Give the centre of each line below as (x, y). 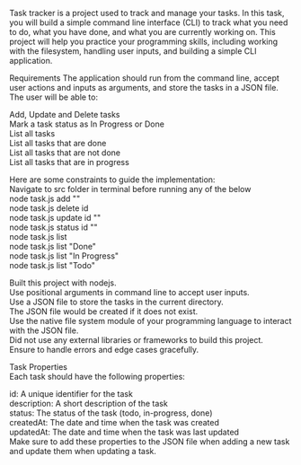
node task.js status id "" (53, 227)
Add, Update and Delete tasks (65, 114)
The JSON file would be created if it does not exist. (104, 311)
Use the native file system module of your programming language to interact (150, 321)
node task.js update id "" (55, 218)
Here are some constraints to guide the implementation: (112, 180)
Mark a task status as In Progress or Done (87, 124)
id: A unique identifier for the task (71, 394)
